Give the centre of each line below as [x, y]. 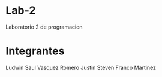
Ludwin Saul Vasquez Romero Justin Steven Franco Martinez [81, 67]
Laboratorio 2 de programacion [44, 27]
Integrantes [35, 51]
